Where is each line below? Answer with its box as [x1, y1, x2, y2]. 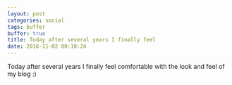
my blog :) [7, 70, 37, 78]
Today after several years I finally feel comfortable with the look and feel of [7, 63, 226, 70]
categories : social [7, 17, 65, 24]
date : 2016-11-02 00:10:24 [7, 43, 87, 50]
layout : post [7, 10, 46, 18]
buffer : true [7, 30, 46, 37]
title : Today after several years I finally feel [7, 37, 157, 44]
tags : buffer [7, 23, 46, 30]
